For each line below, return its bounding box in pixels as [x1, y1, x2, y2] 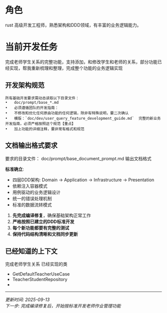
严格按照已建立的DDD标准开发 [12, 218, 75, 225]
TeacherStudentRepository [12, 277, 68, 283]
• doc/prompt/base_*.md [5, 100, 59, 105]
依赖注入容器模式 [12, 183, 48, 189]
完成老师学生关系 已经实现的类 [5, 261, 68, 267]
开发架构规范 [5, 81, 45, 90]
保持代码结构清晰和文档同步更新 [12, 231, 78, 237]
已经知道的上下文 [5, 247, 58, 255]
